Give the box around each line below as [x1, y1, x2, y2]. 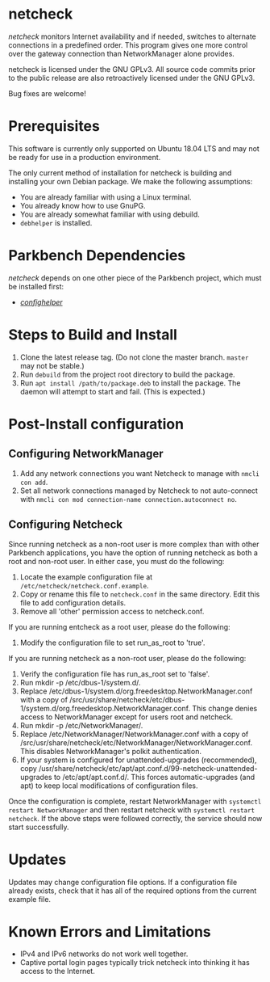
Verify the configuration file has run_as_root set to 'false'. [19, 668, 210, 679]
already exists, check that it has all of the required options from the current [8, 886, 257, 896]
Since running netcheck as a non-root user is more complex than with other [8, 539, 260, 549]
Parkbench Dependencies [8, 247, 186, 265]
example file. [8, 894, 51, 904]
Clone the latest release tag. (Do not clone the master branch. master [19, 352, 249, 362]
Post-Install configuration [8, 415, 184, 433]
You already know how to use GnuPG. [19, 200, 146, 210]
